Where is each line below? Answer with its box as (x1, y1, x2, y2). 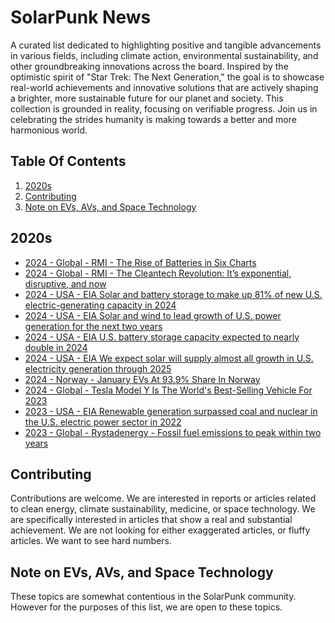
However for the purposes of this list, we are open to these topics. (10, 601, 283, 613)
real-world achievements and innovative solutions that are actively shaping (10, 81, 319, 93)
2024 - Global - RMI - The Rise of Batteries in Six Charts (24, 256, 257, 268)
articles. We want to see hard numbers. (10, 535, 172, 547)
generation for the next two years (24, 320, 163, 332)
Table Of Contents (10, 153, 127, 170)
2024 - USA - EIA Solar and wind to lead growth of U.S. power (24, 309, 282, 321)
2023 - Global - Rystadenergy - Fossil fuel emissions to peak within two (24, 426, 322, 438)
